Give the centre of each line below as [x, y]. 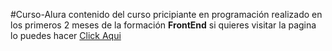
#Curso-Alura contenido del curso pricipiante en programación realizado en [166, 14]
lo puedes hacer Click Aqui [66, 35]
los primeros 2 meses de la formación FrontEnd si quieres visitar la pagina [163, 25]
